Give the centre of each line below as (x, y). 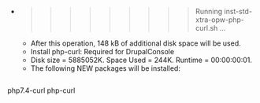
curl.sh (206, 28)
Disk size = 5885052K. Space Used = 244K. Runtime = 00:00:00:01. (141, 60)
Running (209, 11)
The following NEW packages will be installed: (105, 68)
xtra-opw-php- (220, 20)
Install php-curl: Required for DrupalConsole (102, 51)
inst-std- (238, 11)
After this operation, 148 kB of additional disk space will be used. (136, 43)
